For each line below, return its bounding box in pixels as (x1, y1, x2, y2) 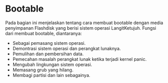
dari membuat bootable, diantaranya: (5, 30, 82, 36)
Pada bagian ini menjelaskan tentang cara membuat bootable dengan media (5, 20, 163, 26)
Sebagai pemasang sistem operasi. (12, 40, 86, 46)
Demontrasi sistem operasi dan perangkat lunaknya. (12, 45, 121, 51)
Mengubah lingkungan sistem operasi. (12, 61, 92, 67)
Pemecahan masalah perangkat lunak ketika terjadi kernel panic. (12, 56, 147, 62)
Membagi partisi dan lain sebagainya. (12, 72, 91, 78)
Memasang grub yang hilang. (12, 66, 74, 73)
